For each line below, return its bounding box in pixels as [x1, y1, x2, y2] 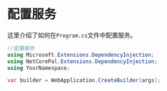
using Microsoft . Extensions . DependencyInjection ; [7, 51, 155, 58]
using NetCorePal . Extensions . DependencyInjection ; [7, 57, 158, 65]
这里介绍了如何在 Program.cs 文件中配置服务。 [7, 31, 137, 39]
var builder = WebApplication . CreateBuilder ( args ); [7, 77, 161, 84]
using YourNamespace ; [7, 64, 71, 71]
